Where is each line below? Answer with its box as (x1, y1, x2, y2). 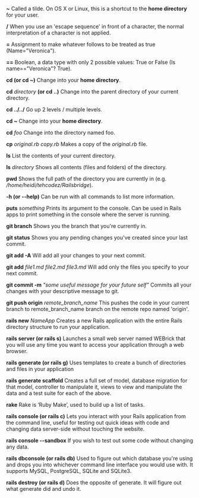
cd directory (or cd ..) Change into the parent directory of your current (6, 88, 179, 95)
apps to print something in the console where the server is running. (6, 211, 171, 218)
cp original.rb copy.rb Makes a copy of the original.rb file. (6, 141, 148, 148)
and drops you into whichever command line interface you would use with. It (6, 461, 193, 468)
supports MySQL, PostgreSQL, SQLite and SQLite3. (6, 468, 132, 474)
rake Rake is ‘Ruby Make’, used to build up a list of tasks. (6, 401, 145, 408)
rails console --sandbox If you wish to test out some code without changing (6, 437, 193, 444)
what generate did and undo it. (6, 485, 81, 492)
